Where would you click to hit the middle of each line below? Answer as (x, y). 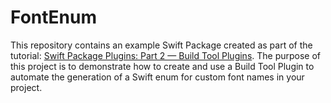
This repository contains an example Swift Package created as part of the (161, 45)
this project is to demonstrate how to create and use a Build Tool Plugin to (162, 66)
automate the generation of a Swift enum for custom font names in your (157, 77)
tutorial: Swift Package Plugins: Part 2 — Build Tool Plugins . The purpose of (166, 55)
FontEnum (53, 17)
